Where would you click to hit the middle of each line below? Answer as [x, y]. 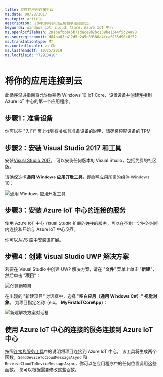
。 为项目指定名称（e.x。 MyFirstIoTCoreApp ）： [59, 302]
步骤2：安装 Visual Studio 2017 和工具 [63, 148]
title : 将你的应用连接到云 [29, 10]
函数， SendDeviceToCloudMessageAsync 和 [46, 357]
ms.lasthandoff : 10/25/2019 [34, 50]
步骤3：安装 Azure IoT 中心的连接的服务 [65, 211]
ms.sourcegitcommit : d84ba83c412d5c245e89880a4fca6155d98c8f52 [71, 37]
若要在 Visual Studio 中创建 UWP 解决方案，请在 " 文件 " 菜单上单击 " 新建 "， [81, 269]
